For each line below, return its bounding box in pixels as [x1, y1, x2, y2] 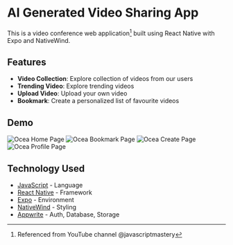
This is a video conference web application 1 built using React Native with [7, 28, 215, 37]
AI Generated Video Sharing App [7, 5, 199, 21]
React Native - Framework [17, 188, 92, 197]
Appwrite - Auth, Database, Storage [17, 210, 120, 219]
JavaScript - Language [17, 181, 83, 190]
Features [7, 56, 46, 68]
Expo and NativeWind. [7, 36, 71, 44]
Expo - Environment [17, 196, 74, 204]
